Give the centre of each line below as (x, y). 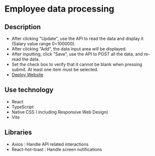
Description (23, 27)
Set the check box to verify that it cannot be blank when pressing (77, 64)
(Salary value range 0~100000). (43, 44)
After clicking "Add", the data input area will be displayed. (69, 49)
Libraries (18, 132)
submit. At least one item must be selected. (55, 69)
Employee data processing (60, 9)
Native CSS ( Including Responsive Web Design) (60, 112)
